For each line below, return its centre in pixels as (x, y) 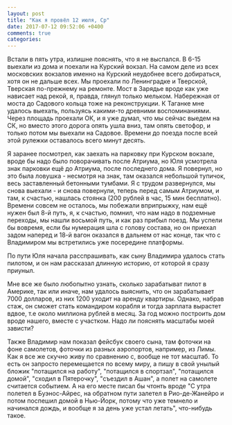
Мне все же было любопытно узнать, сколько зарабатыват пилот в (107, 284)
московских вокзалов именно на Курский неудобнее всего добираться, (114, 74)
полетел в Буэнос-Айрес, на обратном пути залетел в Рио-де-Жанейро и (116, 394)
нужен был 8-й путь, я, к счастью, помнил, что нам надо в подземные (111, 213)
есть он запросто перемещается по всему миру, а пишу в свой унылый (114, 364)
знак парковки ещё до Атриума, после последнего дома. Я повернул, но (115, 169)
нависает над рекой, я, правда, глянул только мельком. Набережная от (114, 96)
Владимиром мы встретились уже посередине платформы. (96, 242)
